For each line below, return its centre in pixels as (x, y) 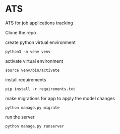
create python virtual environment (40, 42)
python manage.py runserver (35, 126)
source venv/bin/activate (32, 70)
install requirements (26, 79)
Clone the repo (21, 32)
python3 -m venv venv (28, 52)
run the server (20, 117)
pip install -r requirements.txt (40, 89)
